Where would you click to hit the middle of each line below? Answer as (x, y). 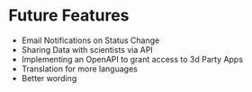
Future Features (69, 16)
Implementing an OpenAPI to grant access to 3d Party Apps (132, 59)
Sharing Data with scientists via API (87, 49)
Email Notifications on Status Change (90, 40)
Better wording (49, 78)
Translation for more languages (80, 69)
